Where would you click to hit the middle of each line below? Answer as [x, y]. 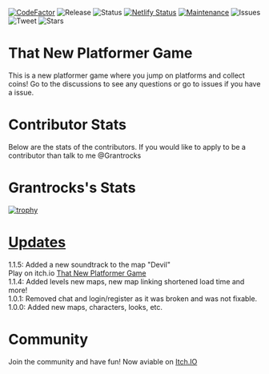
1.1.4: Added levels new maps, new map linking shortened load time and [126, 281]
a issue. [21, 92]
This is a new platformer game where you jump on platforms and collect [127, 75]
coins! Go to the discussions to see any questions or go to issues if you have [134, 83]
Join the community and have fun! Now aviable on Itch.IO [103, 361]
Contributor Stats [67, 125]
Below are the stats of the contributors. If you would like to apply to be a [127, 147]
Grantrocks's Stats [72, 188]
